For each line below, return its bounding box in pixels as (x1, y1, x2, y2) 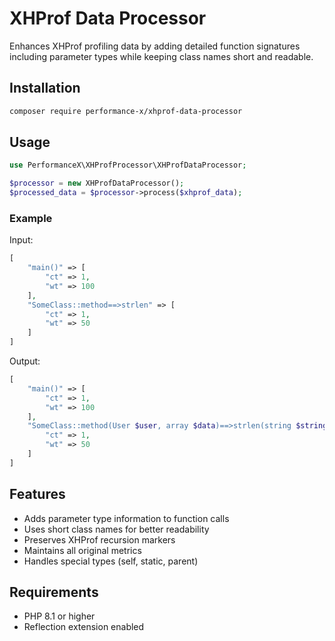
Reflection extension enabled (23, 621, 145, 633)
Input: (9, 234, 34, 246)
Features (9, 486, 66, 503)
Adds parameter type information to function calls (23, 512, 230, 524)
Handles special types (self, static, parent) (23, 555, 199, 567)
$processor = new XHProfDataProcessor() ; (9, 178, 185, 189)
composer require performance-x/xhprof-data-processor (9, 106, 243, 116)
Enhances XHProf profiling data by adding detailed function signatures (9, 40, 301, 52)
